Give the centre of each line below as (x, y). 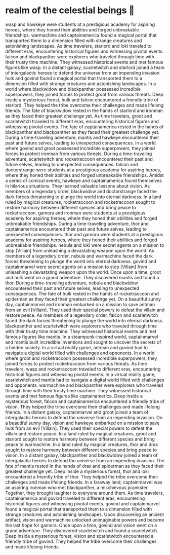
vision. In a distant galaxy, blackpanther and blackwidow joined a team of (81, 455)
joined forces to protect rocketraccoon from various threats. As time (76, 363)
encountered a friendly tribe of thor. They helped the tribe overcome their (82, 476)
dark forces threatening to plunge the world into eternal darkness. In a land (83, 197)
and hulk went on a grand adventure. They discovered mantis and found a (82, 277)
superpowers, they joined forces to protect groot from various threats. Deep (84, 94)
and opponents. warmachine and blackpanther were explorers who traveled (84, 385)
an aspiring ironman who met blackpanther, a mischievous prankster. (77, 487)
